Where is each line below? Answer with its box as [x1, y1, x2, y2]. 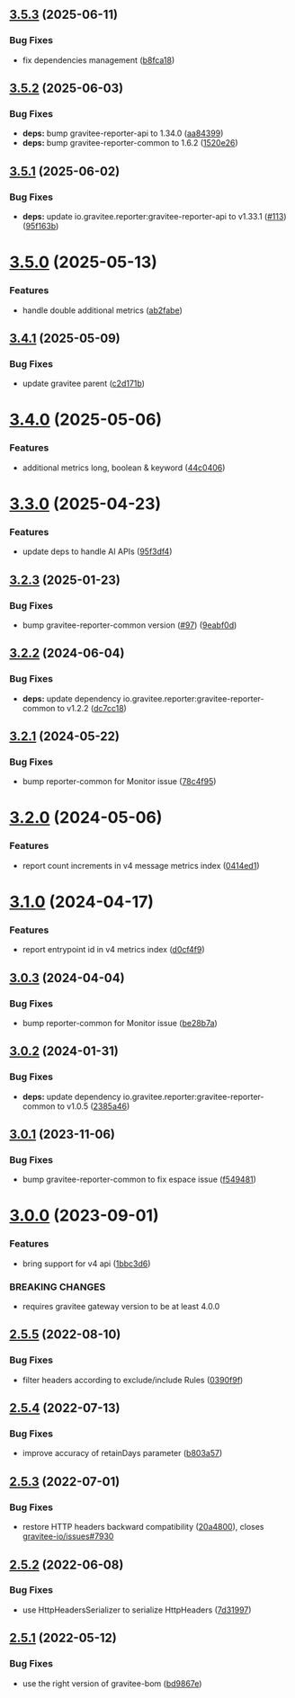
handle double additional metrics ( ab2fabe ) [22, 305, 183, 316]
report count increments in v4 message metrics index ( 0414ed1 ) [22, 860, 260, 871]
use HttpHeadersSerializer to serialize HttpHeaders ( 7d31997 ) [22, 1604, 252, 1615]
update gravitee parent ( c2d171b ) [22, 378, 146, 389]
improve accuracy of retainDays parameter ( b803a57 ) [22, 1448, 223, 1459]
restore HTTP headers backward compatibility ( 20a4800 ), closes [22, 1522, 264, 1533]
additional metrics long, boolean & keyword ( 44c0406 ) [22, 462, 226, 473]
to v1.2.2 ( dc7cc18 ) [57, 702, 128, 713]
